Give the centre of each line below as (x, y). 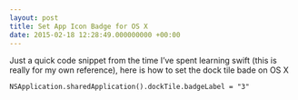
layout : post (34, 18)
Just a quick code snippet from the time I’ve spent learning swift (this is (143, 61)
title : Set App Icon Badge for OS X (79, 26)
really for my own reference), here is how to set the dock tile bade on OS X (149, 70)
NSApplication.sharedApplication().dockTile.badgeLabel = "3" (129, 87)
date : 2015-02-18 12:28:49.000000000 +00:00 (95, 35)
